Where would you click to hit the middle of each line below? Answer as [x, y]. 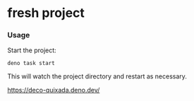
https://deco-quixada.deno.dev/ [54, 90]
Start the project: [32, 50]
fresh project [46, 13]
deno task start [31, 64]
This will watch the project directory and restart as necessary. [97, 76]
